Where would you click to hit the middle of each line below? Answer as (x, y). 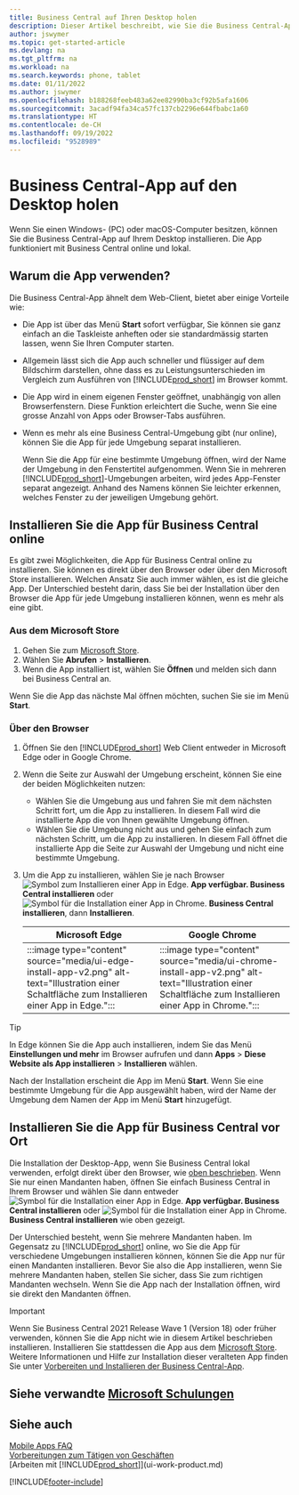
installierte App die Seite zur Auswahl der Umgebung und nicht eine (160, 848)
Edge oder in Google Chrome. (77, 756)
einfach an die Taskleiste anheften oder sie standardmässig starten (145, 334)
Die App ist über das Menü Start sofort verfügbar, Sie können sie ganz (151, 324)
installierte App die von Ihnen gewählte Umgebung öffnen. (142, 820)
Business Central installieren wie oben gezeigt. (97, 1219)
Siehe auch (41, 1424)
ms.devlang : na (37, 51)
